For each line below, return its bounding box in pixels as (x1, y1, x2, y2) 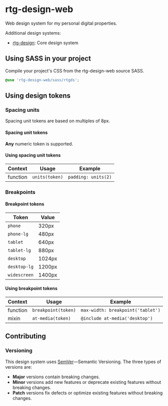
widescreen (8, 272, 34, 278)
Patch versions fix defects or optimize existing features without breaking (12, 389, 163, 396)
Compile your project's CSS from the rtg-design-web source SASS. (5, 67, 144, 74)
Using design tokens (5, 92, 71, 100)
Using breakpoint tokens (5, 286, 58, 292)
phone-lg (8, 231, 29, 237)
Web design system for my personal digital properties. (5, 20, 117, 26)
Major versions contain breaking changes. (12, 374, 100, 380)
